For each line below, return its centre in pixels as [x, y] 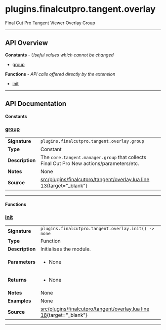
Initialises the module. [66, 249]
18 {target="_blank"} [64, 315]
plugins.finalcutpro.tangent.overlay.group [92, 141]
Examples [19, 301]
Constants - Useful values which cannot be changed [60, 55]
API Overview [27, 43]
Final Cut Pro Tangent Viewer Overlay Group [50, 23]
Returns [17, 280]
